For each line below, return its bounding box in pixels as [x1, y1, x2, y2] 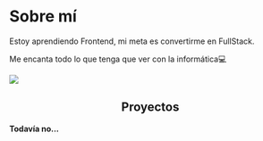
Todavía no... [9, 123, 60, 134]
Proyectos [121, 100, 180, 115]
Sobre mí [9, 6, 78, 27]
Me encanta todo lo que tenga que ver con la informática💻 [9, 54, 227, 64]
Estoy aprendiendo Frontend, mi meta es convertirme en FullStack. [9, 36, 255, 46]
